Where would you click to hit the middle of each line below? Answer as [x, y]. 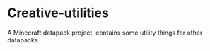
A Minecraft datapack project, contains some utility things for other [105, 33]
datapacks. [24, 40]
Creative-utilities [58, 13]
